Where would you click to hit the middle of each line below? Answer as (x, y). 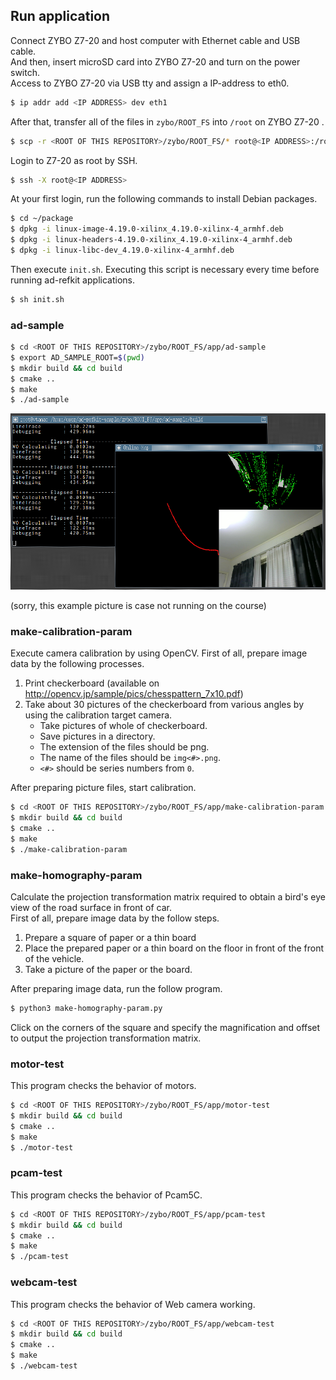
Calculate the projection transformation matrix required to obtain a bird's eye (168, 897)
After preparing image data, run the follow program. (116, 989)
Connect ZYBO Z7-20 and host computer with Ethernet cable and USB (155, 40)
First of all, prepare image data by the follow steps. (115, 918)
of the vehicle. (54, 959)
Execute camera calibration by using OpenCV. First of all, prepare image (159, 653)
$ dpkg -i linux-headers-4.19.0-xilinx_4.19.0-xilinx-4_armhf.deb (151, 240)
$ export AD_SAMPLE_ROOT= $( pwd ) (77, 357)
